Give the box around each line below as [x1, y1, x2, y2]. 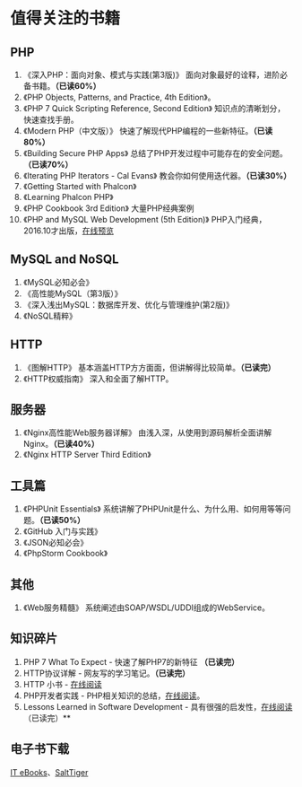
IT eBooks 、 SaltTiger [10, 766, 89, 777]
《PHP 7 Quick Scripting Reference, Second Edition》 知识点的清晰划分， [22, 103, 286, 113]
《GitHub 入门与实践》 [22, 526, 102, 537]
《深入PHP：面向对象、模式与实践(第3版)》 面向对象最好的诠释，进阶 [22, 69, 280, 80]
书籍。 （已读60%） [30, 81, 101, 91]
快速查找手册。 [22, 114, 79, 125]
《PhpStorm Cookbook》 [22, 548, 108, 559]
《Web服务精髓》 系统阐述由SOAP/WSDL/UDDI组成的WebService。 [22, 602, 270, 613]
